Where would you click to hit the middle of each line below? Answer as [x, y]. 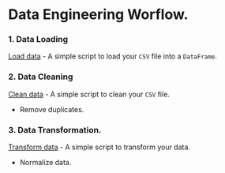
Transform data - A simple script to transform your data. [99, 147]
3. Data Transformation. [55, 130]
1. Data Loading [38, 39]
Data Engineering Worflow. [98, 15]
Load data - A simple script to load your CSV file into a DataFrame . [112, 56]
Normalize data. [45, 163]
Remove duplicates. [52, 109]
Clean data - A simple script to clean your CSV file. [89, 94]
